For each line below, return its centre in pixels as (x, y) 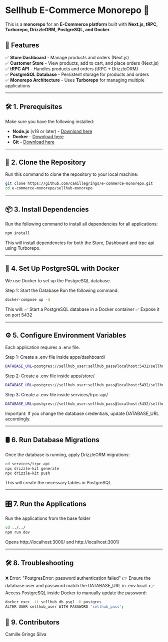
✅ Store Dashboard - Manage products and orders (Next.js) (67, 57)
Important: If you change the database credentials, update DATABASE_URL (82, 413)
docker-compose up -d (28, 299)
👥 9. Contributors (32, 622)
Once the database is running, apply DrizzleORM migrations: (67, 455)
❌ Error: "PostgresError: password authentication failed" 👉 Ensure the (78, 578)
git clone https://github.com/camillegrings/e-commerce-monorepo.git (79, 184)
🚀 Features (22, 45)
